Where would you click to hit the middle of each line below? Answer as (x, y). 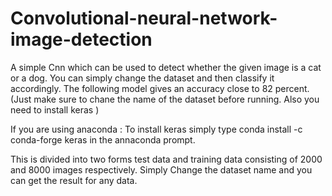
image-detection (81, 39)
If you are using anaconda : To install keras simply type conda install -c (156, 129)
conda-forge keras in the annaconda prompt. (103, 139)
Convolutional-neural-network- (144, 18)
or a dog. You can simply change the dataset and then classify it (142, 78)
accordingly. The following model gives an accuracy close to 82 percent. (160, 88)
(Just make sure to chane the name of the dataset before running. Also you (165, 99)
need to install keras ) (55, 109)
